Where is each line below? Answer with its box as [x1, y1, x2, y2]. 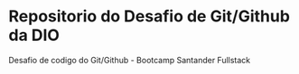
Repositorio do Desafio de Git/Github [8, 6, 291, 27]
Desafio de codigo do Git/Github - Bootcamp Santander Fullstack [8, 54, 251, 65]
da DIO [8, 25, 61, 45]
